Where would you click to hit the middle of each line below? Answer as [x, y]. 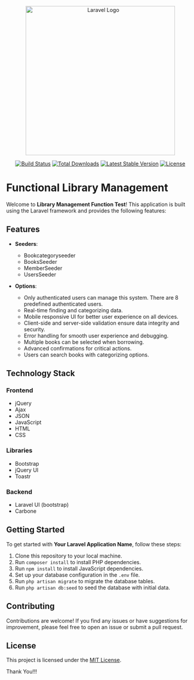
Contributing [30, 606]
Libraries [19, 451]
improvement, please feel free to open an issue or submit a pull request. [95, 627]
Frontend [20, 390]
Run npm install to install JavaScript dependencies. [79, 568]
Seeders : [26, 244]
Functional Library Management [87, 188]
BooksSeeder [40, 261]
